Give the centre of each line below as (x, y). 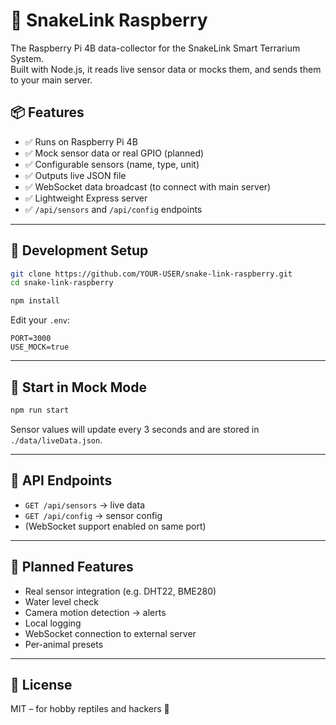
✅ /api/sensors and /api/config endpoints (113, 209)
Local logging (53, 623)
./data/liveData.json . (56, 440)
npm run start (40, 410)
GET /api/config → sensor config (93, 515)
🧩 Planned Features (72, 567)
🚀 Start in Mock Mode (78, 387)
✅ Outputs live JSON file (75, 175)
